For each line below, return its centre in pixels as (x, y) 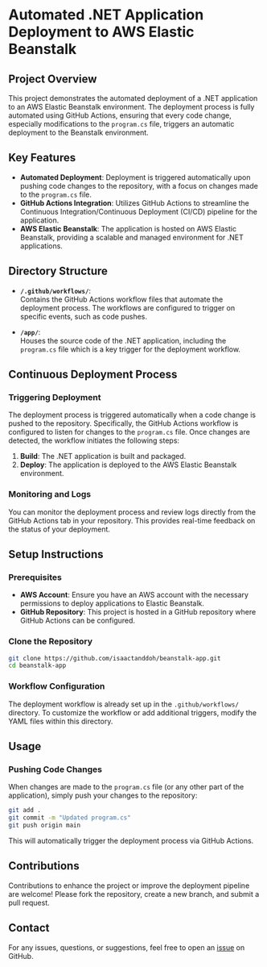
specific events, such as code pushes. (83, 316)
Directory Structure (58, 271)
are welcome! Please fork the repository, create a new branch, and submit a (134, 894)
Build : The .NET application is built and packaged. (103, 456)
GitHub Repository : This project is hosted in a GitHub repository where (138, 612)
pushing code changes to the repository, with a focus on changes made (139, 185)
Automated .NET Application (106, 15)
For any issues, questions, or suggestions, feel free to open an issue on (127, 947)
